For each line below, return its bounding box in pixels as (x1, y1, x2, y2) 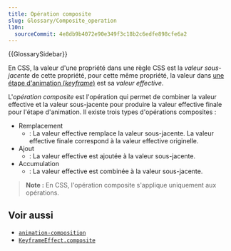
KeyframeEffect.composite (18, 237, 96, 245)
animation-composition (18, 230, 86, 237)
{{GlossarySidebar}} (8, 50, 68, 58)
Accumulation (18, 160, 60, 168)
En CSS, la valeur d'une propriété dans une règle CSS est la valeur (8, 63, 203, 72)
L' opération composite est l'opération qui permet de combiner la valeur (8, 93, 217, 101)
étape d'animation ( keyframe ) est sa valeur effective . (8, 79, 164, 88)
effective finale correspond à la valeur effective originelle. (29, 137, 199, 145)
